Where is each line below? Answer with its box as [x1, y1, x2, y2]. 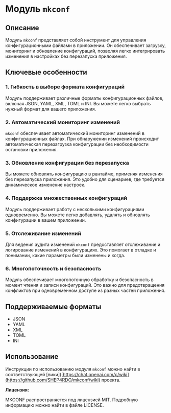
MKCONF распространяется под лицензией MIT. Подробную [5, 397, 138, 403]
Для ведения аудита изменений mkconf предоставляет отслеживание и [5, 241, 161, 247]
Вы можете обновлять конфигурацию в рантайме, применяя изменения [5, 171, 163, 177]
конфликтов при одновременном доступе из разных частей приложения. [5, 287, 166, 294]
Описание [5, 24, 39, 32]
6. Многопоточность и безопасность [5, 265, 102, 272]
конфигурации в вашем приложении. [5, 217, 86, 223]
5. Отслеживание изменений [5, 230, 82, 237]
